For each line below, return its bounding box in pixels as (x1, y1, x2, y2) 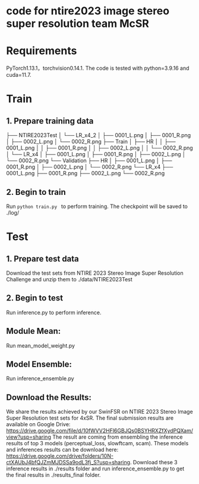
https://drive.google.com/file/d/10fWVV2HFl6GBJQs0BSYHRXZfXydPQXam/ (6, 427, 193, 435)
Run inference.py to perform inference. (6, 309, 102, 316)
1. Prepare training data (6, 116, 94, 126)
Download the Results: (6, 392, 92, 402)
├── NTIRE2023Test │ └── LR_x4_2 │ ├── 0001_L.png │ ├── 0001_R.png (6, 132, 191, 139)
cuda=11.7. (6, 72, 31, 79)
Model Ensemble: (6, 359, 72, 369)
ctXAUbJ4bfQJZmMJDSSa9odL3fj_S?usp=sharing (6, 459, 131, 466)
